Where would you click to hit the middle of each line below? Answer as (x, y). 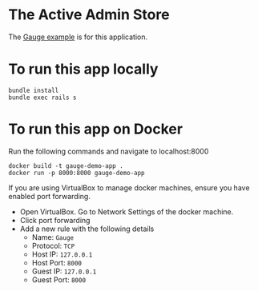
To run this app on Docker (95, 129)
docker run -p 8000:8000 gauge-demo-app (77, 173)
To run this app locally (83, 69)
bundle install (34, 90)
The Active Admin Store (89, 15)
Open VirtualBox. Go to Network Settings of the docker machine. (127, 211)
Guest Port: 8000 (59, 279)
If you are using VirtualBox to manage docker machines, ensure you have (129, 187)
